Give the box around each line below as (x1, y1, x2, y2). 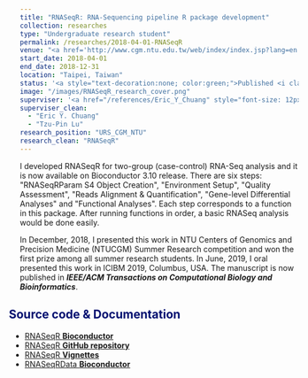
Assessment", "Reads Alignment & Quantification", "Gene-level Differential (19, 189, 291, 199)
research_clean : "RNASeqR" (19, 136, 119, 145)
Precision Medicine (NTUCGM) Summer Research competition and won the (19, 243, 295, 254)
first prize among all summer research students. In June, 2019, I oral (19, 253, 268, 264)
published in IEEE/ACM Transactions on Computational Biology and (19, 272, 273, 282)
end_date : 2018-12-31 (19, 63, 100, 72)
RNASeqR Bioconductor (24, 330, 114, 341)
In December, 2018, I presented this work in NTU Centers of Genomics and (19, 234, 292, 244)
